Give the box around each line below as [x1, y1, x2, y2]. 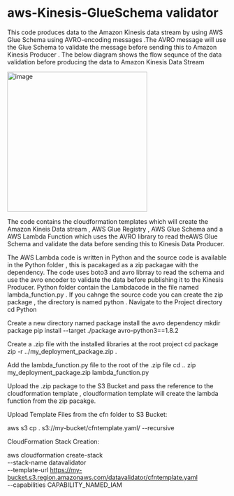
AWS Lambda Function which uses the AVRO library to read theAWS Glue [7, 232, 218, 241]
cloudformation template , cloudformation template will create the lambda [7, 389, 219, 397]
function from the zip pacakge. [7, 397, 96, 405]
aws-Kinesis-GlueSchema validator [7, 5, 219, 21]
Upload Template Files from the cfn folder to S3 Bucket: [7, 410, 168, 418]
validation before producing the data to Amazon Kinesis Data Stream [7, 57, 205, 66]
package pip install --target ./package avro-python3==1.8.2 [7, 326, 179, 334]
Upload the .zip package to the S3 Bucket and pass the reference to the [7, 381, 214, 390]
